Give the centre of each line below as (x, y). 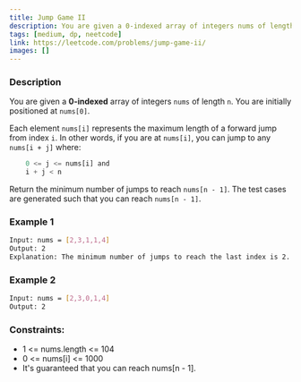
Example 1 (32, 222)
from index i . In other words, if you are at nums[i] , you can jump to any (140, 138)
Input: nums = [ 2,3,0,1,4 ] (60, 299)
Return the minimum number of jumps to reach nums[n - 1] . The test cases (148, 190)
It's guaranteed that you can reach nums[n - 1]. (109, 369)
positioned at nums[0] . (50, 111)
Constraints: (37, 330)
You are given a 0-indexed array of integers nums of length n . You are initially (150, 102)
